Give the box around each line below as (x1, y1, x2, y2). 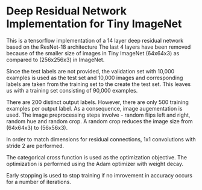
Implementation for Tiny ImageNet (6, 17, 182, 31)
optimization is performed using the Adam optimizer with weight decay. (6, 160, 184, 167)
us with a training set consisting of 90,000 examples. (6, 87, 138, 94)
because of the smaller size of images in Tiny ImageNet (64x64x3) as (6, 49, 180, 57)
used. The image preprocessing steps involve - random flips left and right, (6, 111, 191, 118)
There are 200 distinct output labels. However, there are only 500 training (6, 98, 189, 106)
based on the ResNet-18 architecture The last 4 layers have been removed (6, 43, 191, 51)
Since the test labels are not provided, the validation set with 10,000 (6, 67, 175, 75)
